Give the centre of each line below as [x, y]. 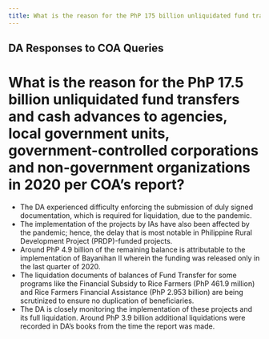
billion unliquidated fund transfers [124, 100]
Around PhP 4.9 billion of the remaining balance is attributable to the [132, 249]
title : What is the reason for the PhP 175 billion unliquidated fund [128, 16]
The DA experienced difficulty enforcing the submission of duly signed [137, 207]
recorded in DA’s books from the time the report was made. [117, 326]
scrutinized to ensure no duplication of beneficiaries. [107, 301]
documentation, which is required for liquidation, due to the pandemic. [136, 215]
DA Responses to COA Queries [86, 48]
